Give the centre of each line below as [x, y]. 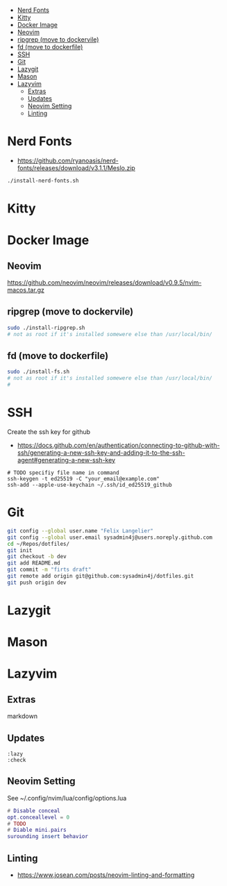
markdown [23, 716]
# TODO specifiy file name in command [63, 473]
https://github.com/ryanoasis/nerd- [68, 160]
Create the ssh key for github [49, 432]
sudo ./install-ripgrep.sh [46, 328]
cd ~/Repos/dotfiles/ [39, 544]
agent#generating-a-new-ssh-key [66, 460]
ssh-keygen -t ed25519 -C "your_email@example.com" [83, 478]
